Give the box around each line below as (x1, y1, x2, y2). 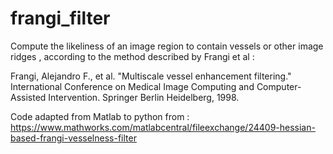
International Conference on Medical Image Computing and (10, 80, 255, 92)
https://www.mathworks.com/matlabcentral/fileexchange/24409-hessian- (10, 121, 316, 133)
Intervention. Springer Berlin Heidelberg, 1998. (48, 91, 240, 103)
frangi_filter (10, 7, 111, 30)
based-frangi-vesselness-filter (10, 132, 137, 144)
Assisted (10, 91, 47, 103)
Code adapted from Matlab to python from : (10, 110, 190, 122)
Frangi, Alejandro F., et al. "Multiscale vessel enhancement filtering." (10, 70, 292, 82)
